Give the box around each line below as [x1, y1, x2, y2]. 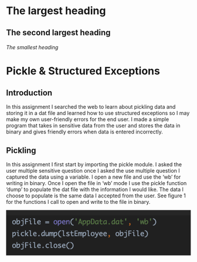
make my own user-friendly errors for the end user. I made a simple [6, 116, 169, 123]
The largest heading [6, 4, 106, 18]
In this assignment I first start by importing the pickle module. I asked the [6, 160, 182, 168]
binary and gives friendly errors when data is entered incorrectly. [6, 128, 163, 136]
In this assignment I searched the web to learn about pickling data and [6, 103, 176, 110]
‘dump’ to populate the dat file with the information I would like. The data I [6, 186, 184, 193]
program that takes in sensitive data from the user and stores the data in [6, 122, 181, 129]
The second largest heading [6, 28, 111, 38]
